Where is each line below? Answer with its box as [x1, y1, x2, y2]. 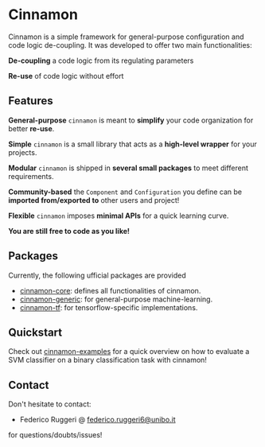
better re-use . [8, 123, 55, 133]
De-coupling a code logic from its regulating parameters [8, 56, 194, 65]
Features [8, 94, 53, 108]
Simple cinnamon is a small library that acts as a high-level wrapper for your [8, 139, 257, 149]
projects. [8, 147, 37, 157]
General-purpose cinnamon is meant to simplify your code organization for [8, 115, 254, 125]
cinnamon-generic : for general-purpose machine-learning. [19, 294, 213, 304]
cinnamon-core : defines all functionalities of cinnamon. [19, 286, 201, 295]
